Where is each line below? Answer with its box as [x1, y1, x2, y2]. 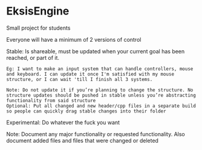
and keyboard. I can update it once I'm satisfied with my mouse [6, 71, 174, 77]
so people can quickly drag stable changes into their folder [6, 108, 166, 114]
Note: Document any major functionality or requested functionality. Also [6, 130, 186, 137]
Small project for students [6, 24, 71, 31]
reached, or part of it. [6, 54, 59, 61]
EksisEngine [6, 4, 70, 18]
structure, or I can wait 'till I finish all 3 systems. [6, 76, 153, 82]
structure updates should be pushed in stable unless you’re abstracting [6, 92, 197, 98]
